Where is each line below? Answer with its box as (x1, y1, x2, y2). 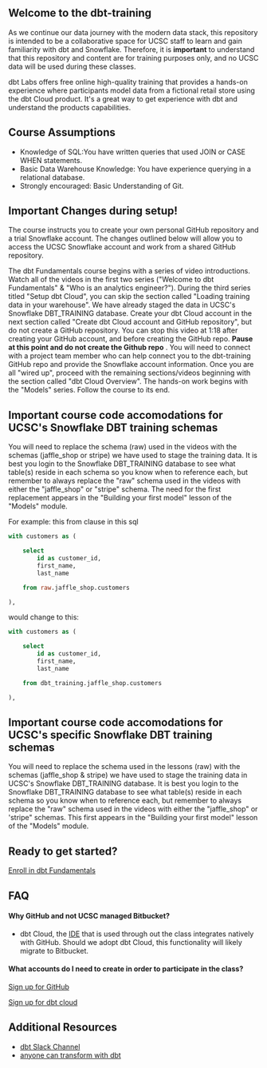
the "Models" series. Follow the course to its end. (8, 385, 171, 395)
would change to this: (8, 612, 80, 622)
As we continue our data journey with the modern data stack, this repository (8, 27, 258, 37)
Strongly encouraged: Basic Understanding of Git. (19, 181, 184, 190)
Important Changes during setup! (8, 204, 178, 218)
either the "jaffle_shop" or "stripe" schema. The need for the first (8, 484, 222, 494)
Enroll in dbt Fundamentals (8, 866, 96, 875)
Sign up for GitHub (8, 982, 70, 991)
